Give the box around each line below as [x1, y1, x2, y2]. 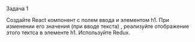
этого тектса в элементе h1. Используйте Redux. [6, 29, 130, 36]
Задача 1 [6, 5, 29, 12]
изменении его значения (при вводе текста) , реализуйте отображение [6, 23, 190, 30]
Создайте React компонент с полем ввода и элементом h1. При [6, 17, 170, 23]
